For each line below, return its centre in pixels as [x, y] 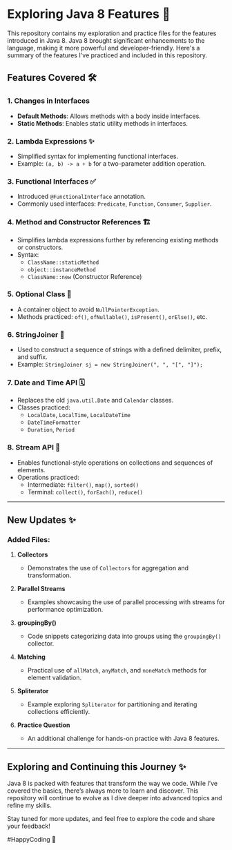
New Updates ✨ [42, 520]
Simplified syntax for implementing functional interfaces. [97, 156]
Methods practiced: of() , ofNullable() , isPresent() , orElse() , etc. [112, 316]
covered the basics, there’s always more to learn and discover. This [103, 791]
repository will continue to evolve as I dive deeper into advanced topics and [115, 798]
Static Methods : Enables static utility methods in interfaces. [103, 123]
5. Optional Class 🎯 [39, 294]
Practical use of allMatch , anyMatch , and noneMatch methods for [117, 670]
